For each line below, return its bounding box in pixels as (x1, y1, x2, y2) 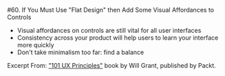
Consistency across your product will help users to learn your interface (17, 34, 219, 42)
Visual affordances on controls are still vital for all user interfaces (17, 27, 202, 34)
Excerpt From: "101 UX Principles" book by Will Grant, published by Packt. (7, 62, 217, 69)
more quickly (17, 41, 54, 49)
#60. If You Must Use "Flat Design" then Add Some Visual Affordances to (7, 6, 215, 14)
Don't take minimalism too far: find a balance (17, 48, 144, 56)
